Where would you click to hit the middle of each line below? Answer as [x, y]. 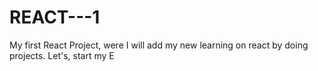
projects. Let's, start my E [62, 55]
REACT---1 [55, 17]
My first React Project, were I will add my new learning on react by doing [159, 45]
